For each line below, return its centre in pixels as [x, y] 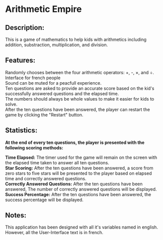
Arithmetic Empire [43, 9]
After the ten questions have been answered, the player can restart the [78, 109]
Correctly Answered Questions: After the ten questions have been [74, 184]
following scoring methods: [34, 147]
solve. [11, 104]
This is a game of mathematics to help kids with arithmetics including [76, 39]
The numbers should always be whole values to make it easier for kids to [80, 99]
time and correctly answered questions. [46, 178]
